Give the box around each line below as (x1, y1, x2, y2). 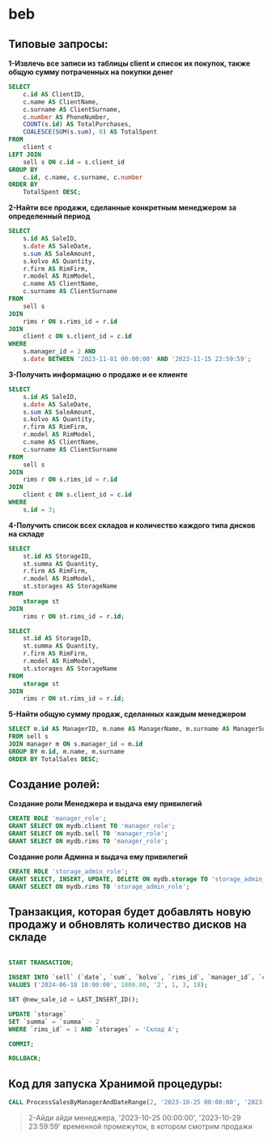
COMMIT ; (8, 1039, 35, 1048)
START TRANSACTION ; (8, 958, 74, 967)
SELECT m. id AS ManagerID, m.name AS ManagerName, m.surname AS (8, 725, 230, 733)
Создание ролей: (8, 778, 100, 792)
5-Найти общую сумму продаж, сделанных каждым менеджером (8, 709, 247, 719)
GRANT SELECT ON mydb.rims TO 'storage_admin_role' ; (8, 882, 190, 890)
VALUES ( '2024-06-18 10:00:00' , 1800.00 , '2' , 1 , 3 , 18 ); (8, 981, 208, 989)
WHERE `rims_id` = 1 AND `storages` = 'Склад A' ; (8, 1025, 180, 1033)
